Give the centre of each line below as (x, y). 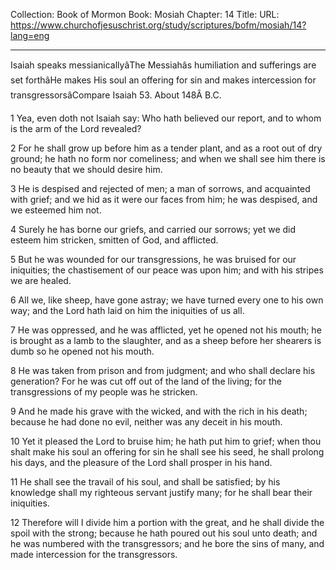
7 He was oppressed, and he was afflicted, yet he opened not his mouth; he (166, 330)
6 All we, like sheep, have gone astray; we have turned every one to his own (167, 300)
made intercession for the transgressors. (94, 554)
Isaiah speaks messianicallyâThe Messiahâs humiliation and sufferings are (163, 65)
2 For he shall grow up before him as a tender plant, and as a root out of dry (166, 148)
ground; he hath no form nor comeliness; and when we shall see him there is (168, 158)
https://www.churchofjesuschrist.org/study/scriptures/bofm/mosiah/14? (158, 25)
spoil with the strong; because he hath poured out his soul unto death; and (164, 533)
